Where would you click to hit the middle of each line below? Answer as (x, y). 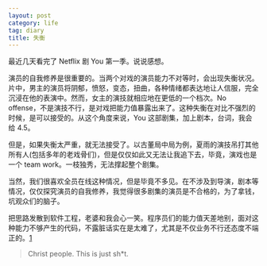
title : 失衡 (27, 38)
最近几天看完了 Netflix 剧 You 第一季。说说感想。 (88, 61)
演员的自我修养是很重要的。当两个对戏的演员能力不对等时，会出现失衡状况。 (133, 78)
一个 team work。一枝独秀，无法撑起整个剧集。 (86, 164)
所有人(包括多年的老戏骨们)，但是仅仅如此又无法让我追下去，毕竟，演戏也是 (133, 155)
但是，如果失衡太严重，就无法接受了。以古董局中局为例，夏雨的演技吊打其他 (133, 145)
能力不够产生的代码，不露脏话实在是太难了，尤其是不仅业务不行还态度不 (133, 228)
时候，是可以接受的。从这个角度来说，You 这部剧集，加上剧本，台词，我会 (130, 118)
